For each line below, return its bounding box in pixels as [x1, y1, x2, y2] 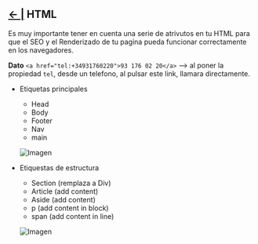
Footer [31, 115, 53, 126]
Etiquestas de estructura [19, 162, 100, 173]
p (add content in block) [31, 203, 109, 213]
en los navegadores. [8, 45, 74, 55]
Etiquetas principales [19, 84, 88, 93]
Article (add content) [31, 186, 99, 196]
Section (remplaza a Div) [31, 178, 111, 188]
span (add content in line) [31, 211, 114, 220]
